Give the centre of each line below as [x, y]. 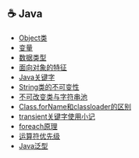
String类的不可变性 [49, 86]
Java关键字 [37, 77]
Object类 [33, 38]
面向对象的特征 [43, 67]
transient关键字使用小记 [57, 116]
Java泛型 [33, 145]
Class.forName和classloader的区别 [75, 106]
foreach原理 [38, 126]
